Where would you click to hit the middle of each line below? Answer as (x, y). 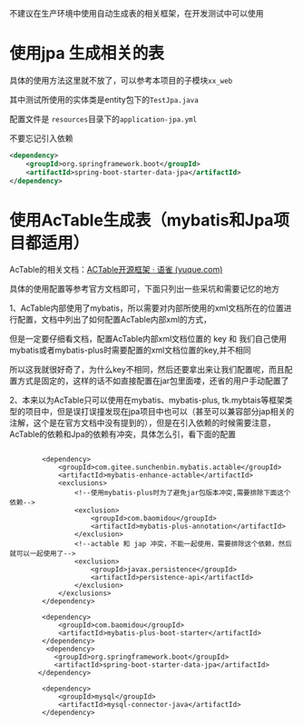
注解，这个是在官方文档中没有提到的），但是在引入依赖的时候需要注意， (142, 423)
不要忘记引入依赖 (41, 138)
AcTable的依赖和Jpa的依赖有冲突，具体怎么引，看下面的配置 (123, 434)
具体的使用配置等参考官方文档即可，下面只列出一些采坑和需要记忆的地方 (144, 289)
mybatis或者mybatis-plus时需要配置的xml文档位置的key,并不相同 (130, 350)
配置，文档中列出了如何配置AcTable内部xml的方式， (114, 320)
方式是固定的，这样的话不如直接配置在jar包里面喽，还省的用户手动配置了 (153, 381)
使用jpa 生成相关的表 (87, 54)
